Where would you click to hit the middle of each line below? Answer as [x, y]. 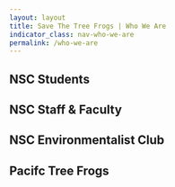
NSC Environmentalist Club [87, 140]
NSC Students [49, 79]
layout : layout [38, 18]
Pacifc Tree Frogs [59, 170]
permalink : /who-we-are [54, 43]
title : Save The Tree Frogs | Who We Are [88, 26]
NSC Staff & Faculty [66, 110]
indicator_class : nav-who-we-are [72, 34]
